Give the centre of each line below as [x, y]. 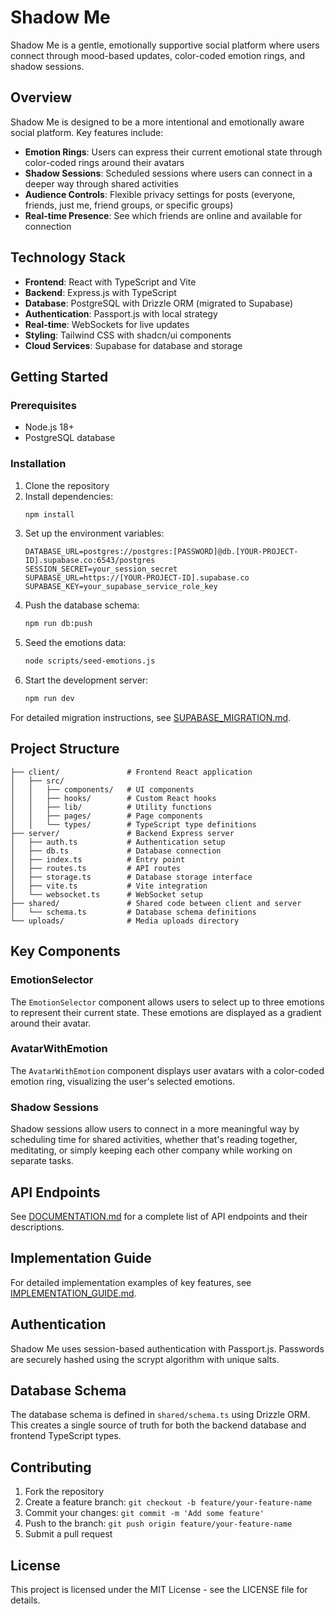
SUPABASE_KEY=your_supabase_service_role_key [121, 587]
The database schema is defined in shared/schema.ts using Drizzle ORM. [160, 1415]
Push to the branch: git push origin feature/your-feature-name [158, 1523]
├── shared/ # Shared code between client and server [156, 903]
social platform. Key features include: [87, 132]
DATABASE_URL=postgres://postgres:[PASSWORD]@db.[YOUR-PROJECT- [161, 552]
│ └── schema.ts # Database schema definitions [133, 912]
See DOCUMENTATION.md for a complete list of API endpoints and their [159, 1216]
